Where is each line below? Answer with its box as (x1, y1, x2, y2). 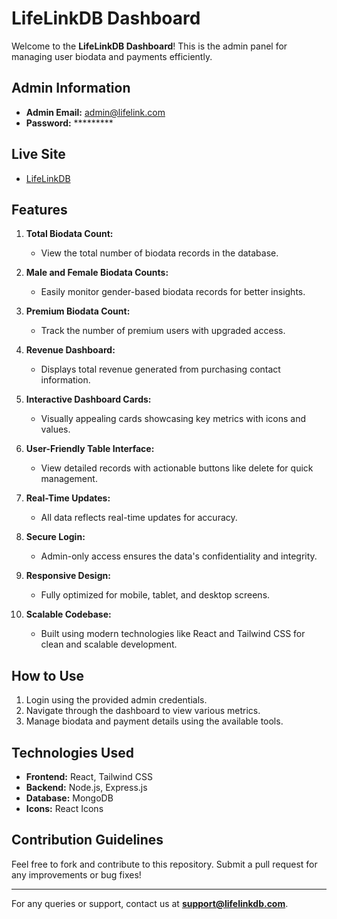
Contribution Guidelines (11, 832, 164, 849)
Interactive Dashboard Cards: (25, 393, 152, 406)
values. (40, 423, 71, 436)
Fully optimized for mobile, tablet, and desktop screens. (40, 589, 271, 601)
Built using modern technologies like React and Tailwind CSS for (40, 628, 306, 640)
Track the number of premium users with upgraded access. (40, 325, 286, 337)
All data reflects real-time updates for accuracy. (40, 512, 238, 524)
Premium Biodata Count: (25, 305, 131, 317)
